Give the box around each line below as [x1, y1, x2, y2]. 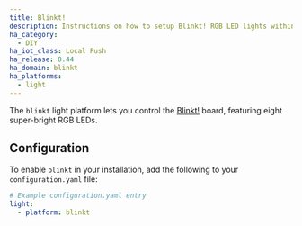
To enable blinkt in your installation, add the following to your [9, 164, 239, 176]
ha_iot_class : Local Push [9, 47, 106, 56]
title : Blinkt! [9, 13, 67, 23]
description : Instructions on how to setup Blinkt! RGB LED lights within [9, 22, 296, 31]
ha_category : [9, 30, 58, 39]
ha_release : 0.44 [9, 55, 75, 64]
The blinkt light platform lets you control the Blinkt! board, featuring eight [9, 104, 283, 115]
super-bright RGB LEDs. [9, 114, 98, 125]
